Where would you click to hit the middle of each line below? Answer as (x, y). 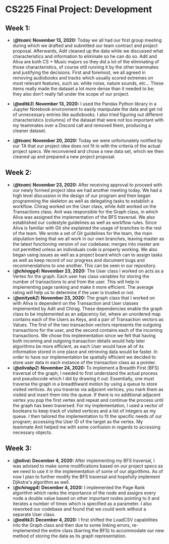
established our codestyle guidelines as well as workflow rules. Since (85, 222)
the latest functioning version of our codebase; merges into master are (86, 244)
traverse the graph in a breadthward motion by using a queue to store (85, 384)
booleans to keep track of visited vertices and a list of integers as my (84, 411)
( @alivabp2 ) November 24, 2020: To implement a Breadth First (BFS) (86, 368)
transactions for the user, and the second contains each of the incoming (88, 330)
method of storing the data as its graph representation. (69, 536)
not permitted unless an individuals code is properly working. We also (85, 249)
